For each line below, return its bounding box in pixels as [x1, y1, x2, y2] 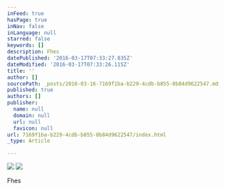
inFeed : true [7, 10, 44, 17]
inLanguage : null [7, 29, 57, 36]
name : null [13, 106, 44, 112]
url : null [13, 118, 41, 126]
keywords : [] [7, 42, 44, 49]
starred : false [7, 36, 51, 43]
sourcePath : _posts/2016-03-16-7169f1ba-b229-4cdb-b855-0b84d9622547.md [7, 80, 219, 87]
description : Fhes [7, 49, 59, 56]
